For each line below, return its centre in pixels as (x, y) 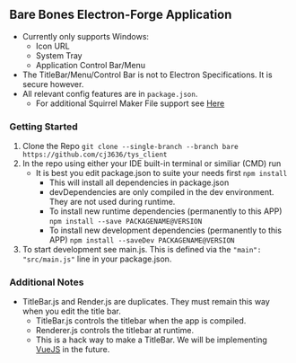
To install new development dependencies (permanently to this (165, 230)
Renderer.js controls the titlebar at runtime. (115, 331)
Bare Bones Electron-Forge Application (121, 15)
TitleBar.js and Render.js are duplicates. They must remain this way (146, 302)
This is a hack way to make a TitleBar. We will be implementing (151, 340)
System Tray (59, 55)
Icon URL (52, 46)
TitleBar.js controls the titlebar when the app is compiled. (141, 321)
